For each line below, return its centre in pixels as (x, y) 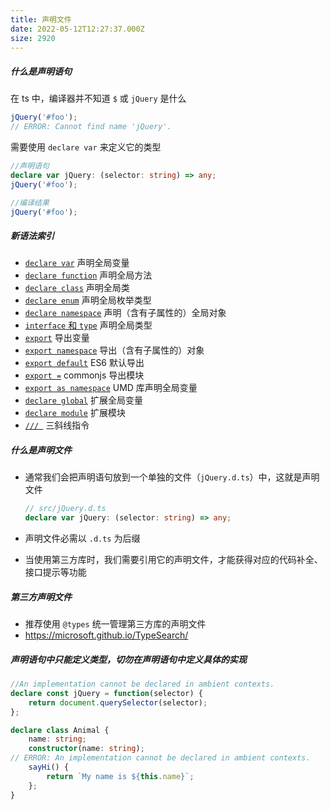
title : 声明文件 (41, 19)
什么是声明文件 (41, 450)
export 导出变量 (57, 338)
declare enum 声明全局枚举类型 (88, 300)
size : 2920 (33, 38)
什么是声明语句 (41, 71)
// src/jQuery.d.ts (65, 509)
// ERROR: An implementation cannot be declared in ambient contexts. (160, 758)
